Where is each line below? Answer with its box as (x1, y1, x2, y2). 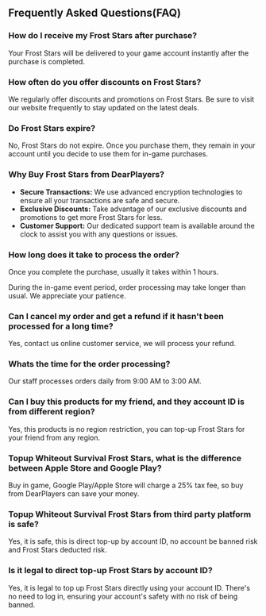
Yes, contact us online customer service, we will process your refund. (8, 339, 237, 348)
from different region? (8, 406, 95, 418)
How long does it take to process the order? (8, 249, 180, 260)
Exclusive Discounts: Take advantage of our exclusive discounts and (19, 204, 248, 214)
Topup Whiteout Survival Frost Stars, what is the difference (8, 452, 242, 464)
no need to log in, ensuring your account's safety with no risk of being (8, 591, 238, 601)
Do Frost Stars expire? (8, 122, 96, 133)
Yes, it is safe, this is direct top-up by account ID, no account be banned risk (8, 537, 258, 546)
